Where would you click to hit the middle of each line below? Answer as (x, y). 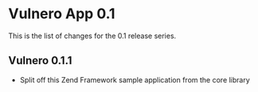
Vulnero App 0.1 (62, 14)
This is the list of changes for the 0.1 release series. (92, 36)
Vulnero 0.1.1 (40, 61)
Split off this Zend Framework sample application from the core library (135, 79)
